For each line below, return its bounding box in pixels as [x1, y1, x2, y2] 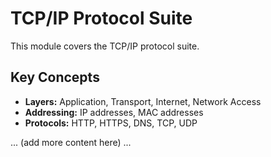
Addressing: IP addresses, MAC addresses [24, 106, 204, 118]
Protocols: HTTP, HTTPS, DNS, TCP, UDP [24, 117, 198, 129]
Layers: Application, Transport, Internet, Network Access [24, 95, 262, 107]
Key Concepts [10, 69, 100, 86]
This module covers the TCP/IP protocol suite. [10, 40, 200, 52]
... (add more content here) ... [10, 136, 132, 148]
